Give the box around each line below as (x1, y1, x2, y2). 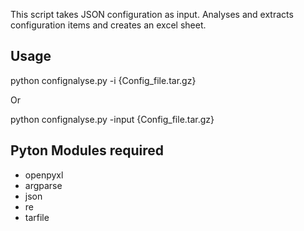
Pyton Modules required (10, 142, 165, 159)
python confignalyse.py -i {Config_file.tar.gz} (10, 74, 197, 86)
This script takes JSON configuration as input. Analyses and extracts (10, 9, 294, 20)
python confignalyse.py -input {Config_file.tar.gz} (10, 113, 215, 125)
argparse (24, 179, 63, 191)
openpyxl (24, 169, 64, 181)
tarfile (24, 211, 50, 223)
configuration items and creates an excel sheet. (10, 19, 207, 31)
